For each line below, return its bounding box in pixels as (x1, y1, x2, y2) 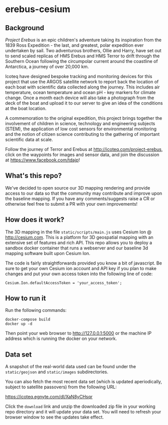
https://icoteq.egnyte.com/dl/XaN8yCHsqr (5, 394, 93, 400)
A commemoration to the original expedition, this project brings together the (5, 115, 162, 121)
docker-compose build (5, 317, 51, 322)
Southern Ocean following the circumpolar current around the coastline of (5, 58, 158, 64)
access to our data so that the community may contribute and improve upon (5, 190, 162, 196)
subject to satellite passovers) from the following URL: (5, 384, 117, 390)
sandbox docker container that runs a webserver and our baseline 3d (5, 245, 148, 251)
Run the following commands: (5, 307, 67, 313)
